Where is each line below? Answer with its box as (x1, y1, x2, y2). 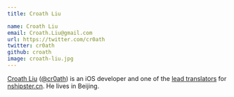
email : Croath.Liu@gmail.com (7, 29, 93, 36)
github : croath (7, 49, 52, 56)
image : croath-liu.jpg (7, 55, 74, 63)
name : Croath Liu (7, 22, 58, 30)
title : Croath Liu (7, 10, 61, 17)
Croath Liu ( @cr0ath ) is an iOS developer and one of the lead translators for (7, 74, 227, 82)
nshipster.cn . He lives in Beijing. (7, 82, 100, 90)
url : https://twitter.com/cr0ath (7, 36, 105, 43)
